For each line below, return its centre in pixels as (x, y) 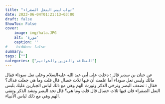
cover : (12, 28)
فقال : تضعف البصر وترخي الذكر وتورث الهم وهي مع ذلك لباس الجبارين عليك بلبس (81, 86)
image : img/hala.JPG (35, 33)
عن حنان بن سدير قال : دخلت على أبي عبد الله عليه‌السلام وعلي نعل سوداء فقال (79, 75)
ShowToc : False (21, 24)
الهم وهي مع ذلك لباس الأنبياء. (33, 96)
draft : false (19, 19)
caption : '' (26, 42)
